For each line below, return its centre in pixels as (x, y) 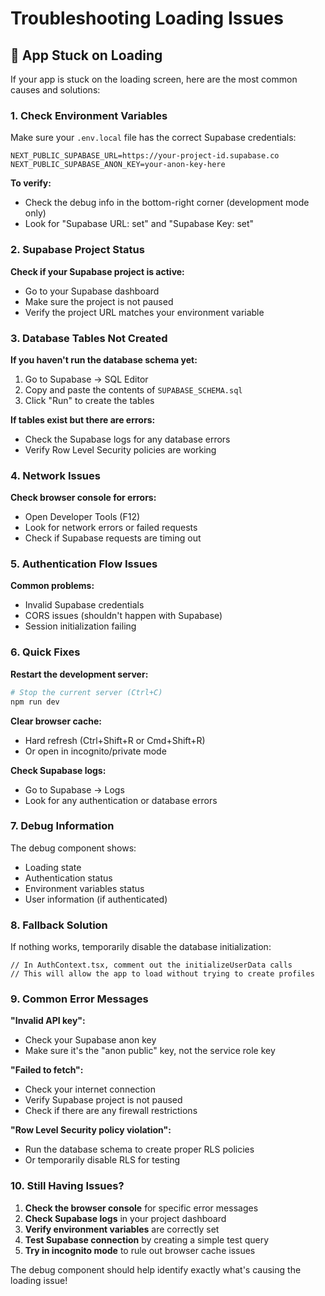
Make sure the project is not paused (99, 301)
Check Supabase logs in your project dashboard (125, 1218)
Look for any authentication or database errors (121, 800)
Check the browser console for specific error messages (141, 1208)
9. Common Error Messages (79, 999)
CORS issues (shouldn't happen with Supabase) (123, 616)
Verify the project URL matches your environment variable (144, 312)
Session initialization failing (80, 626)
